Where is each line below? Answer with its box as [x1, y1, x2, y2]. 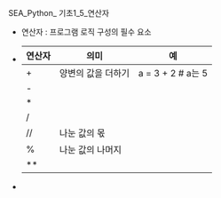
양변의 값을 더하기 [59, 67, 130, 79]
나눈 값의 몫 [59, 127, 106, 139]
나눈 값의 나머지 [59, 144, 122, 155]
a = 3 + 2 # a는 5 [138, 67, 209, 79]
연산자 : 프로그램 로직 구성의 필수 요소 [20, 27, 152, 37]
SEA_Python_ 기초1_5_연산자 [8, 8, 110, 18]
